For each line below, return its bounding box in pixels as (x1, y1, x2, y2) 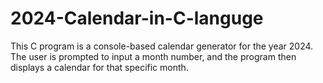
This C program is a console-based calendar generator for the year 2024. (10, 40, 314, 52)
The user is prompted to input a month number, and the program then (10, 50, 297, 62)
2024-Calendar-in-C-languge (10, 7, 264, 30)
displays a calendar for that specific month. (10, 61, 189, 73)
